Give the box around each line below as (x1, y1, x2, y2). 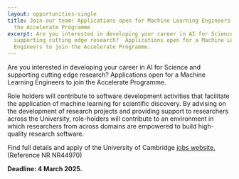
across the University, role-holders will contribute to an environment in (7, 114, 214, 123)
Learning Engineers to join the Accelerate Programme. (7, 78, 166, 86)
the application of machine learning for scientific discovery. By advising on (7, 99, 226, 107)
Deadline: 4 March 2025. (7, 165, 83, 173)
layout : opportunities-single (7, 10, 97, 18)
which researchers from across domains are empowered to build (7, 122, 197, 130)
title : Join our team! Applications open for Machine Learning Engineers (7, 17, 231, 24)
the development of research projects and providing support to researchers (7, 107, 229, 115)
